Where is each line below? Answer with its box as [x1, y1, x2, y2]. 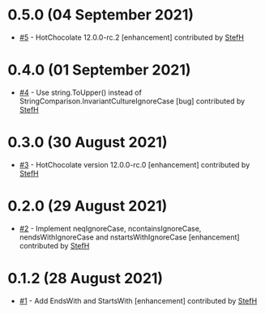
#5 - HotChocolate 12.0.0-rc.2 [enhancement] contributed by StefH [19, 32, 245, 42]
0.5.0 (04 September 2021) [7, 6, 194, 24]
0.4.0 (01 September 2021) [7, 61, 191, 79]
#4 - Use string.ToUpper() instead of [19, 87, 143, 97]
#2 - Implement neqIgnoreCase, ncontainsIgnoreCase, [19, 223, 202, 233]
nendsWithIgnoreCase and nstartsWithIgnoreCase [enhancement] [19, 232, 240, 242]
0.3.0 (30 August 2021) [7, 134, 168, 151]
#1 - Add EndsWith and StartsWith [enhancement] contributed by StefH [19, 295, 258, 305]
